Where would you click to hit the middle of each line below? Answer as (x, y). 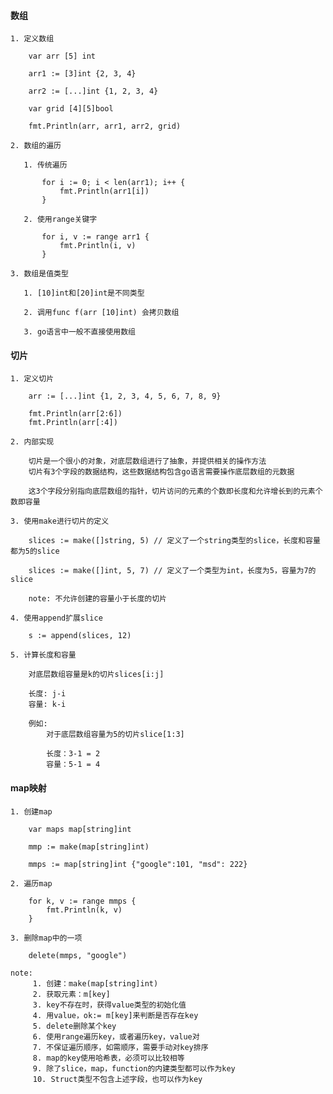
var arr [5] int (62, 56)
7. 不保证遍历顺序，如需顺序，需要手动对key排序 (120, 1047)
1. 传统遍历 (45, 165)
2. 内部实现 (32, 442)
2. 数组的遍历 (36, 146)
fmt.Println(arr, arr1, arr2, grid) (105, 126)
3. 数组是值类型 (39, 274)
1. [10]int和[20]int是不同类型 (84, 293)
